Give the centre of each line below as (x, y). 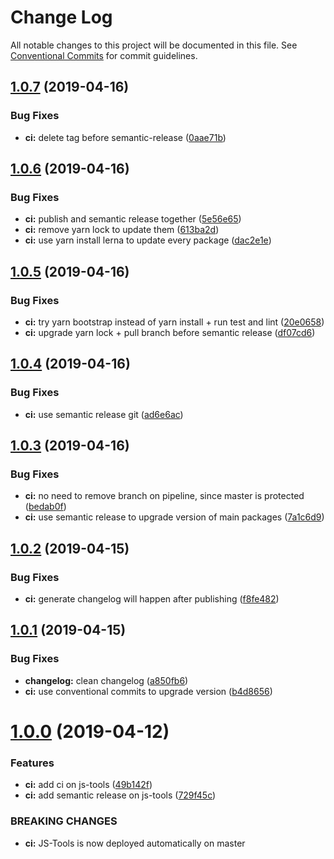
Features (32, 763)
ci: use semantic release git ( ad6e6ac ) (104, 414)
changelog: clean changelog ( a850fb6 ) (106, 680)
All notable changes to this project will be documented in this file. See (154, 45)
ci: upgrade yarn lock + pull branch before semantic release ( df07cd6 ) (170, 332)
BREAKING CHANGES (64, 821)
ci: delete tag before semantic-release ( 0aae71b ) (125, 137)
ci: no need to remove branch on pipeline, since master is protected (164, 496)
